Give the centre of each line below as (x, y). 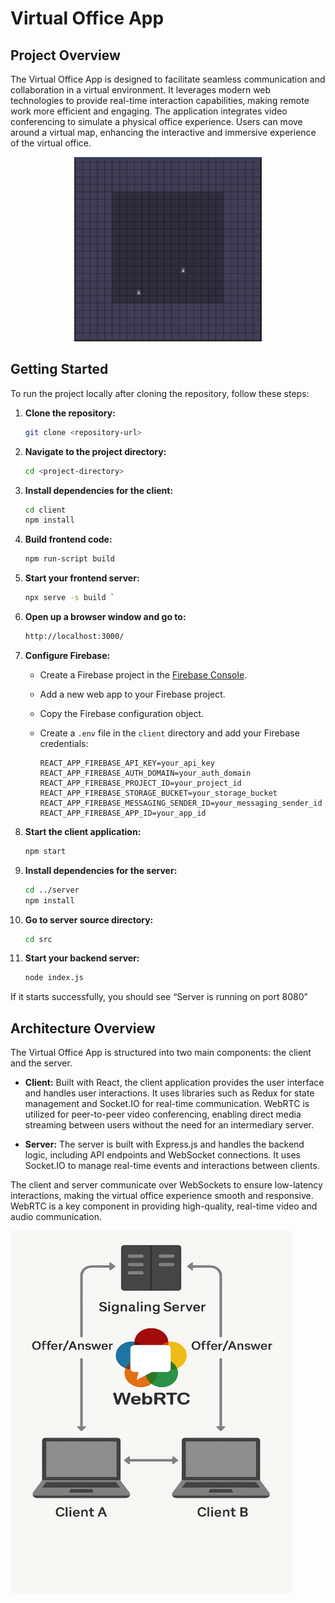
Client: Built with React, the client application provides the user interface (174, 1083)
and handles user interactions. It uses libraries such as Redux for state (169, 1093)
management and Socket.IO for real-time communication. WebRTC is (167, 1104)
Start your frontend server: (82, 578)
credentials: (64, 743)
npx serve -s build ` (70, 598)
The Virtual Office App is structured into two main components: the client (161, 1053)
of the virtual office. (51, 143)
